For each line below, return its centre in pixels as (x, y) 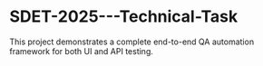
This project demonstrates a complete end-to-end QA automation (132, 42)
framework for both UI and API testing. (82, 51)
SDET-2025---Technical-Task (124, 17)
